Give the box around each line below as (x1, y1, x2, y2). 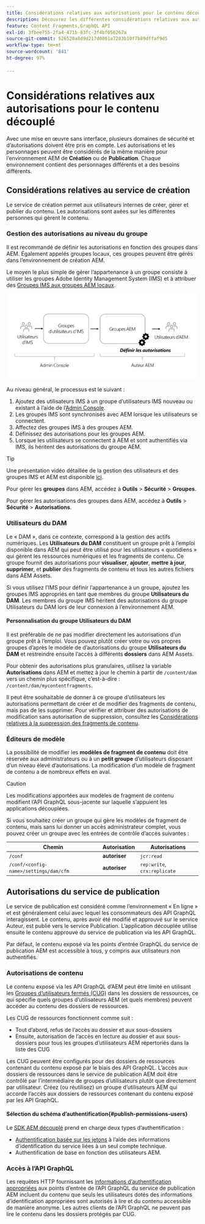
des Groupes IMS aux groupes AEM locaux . (6, 281, 116, 289)
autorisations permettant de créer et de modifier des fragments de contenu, (6, 700, 197, 707)
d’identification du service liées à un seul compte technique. (15, 1142, 167, 1149)
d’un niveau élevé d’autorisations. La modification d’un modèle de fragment (6, 762, 195, 769)
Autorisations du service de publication (6, 887, 160, 897)
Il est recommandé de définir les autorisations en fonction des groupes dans (6, 243, 198, 251)
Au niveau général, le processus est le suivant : (6, 386, 125, 393)
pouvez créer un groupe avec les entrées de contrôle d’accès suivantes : (6, 829, 189, 837)
